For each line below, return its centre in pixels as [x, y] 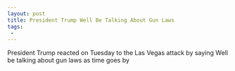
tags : [15, 26]
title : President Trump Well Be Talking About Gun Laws [91, 20]
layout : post [26, 14]
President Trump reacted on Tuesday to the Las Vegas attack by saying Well [118, 53]
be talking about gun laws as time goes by [69, 61]
